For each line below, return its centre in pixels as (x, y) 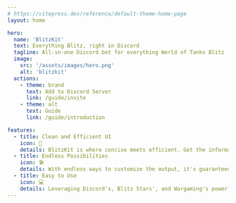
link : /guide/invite (56, 98)
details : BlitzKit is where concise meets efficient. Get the (113, 150)
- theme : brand (42, 85)
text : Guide (43, 111)
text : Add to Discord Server (68, 92)
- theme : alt (39, 105)
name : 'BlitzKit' (39, 39)
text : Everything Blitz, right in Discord (77, 46)
